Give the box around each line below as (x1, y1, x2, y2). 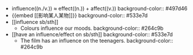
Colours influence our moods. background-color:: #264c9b (20, 25, 164, 32)
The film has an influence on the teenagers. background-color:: (20, 37, 174, 44)
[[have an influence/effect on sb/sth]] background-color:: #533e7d (11, 31, 173, 37)
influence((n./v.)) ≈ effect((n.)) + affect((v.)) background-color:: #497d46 (11, 5, 188, 12)
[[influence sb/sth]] (11, 19, 58, 25)
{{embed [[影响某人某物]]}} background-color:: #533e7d (11, 12, 148, 19)
